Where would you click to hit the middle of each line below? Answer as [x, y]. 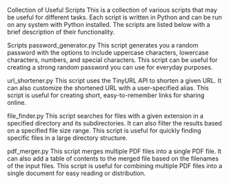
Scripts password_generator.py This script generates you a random [103, 45]
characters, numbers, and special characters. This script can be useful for [112, 60]
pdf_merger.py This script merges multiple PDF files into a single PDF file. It [114, 151]
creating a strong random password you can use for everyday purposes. [110, 67]
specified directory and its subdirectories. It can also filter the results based [114, 123]
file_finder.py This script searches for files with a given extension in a [105, 116]
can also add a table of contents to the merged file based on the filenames [113, 159]
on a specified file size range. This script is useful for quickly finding [104, 131]
